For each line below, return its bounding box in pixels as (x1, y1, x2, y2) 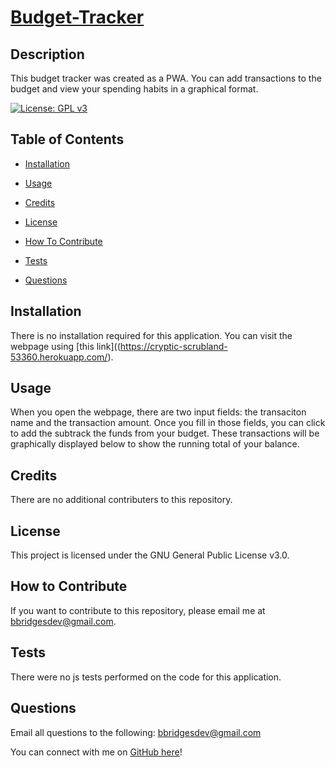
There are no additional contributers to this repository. (10, 494, 233, 506)
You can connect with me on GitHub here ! (10, 746, 183, 758)
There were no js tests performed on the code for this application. (10, 671, 282, 683)
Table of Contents (10, 131, 125, 148)
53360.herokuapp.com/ (10, 351, 108, 363)
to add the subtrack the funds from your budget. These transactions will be (10, 427, 320, 440)
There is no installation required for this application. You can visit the (10, 329, 293, 341)
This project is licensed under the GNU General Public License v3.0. (10, 549, 290, 561)
